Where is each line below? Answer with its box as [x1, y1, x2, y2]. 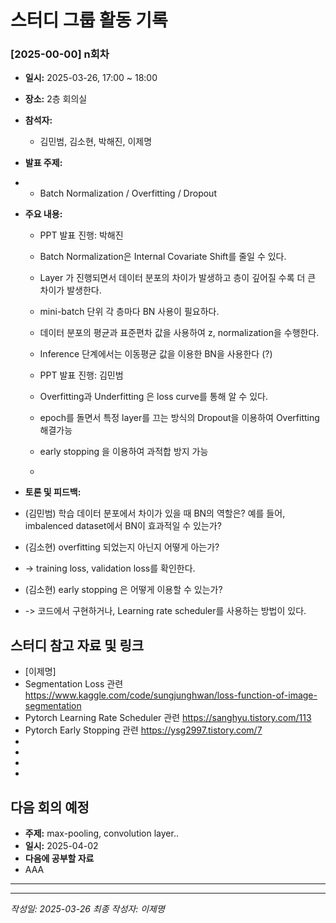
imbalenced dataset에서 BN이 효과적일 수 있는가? [24, 520, 222, 532]
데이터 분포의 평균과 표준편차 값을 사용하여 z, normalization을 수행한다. [39, 327, 320, 339]
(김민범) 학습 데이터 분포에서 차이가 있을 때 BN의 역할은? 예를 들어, [24, 507, 286, 520]
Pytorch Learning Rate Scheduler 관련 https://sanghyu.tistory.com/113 [24, 712, 312, 724]
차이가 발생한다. [39, 284, 102, 296]
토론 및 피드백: [24, 486, 82, 498]
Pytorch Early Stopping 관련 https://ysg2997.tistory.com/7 [24, 724, 263, 736]
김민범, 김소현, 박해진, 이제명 [39, 136, 153, 148]
